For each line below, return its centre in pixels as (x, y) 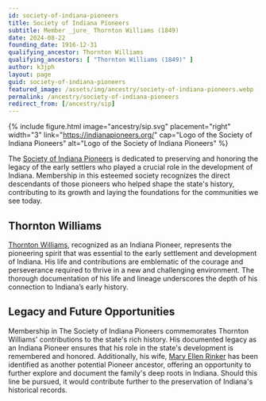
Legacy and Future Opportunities (92, 312)
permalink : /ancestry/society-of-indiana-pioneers (94, 97)
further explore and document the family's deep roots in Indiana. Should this (133, 372)
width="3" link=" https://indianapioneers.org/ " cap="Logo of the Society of (130, 135)
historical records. (38, 390)
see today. (25, 201)
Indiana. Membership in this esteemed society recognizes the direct (119, 176)
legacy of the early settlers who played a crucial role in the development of (131, 167)
